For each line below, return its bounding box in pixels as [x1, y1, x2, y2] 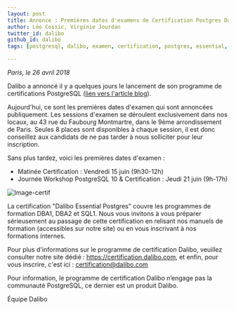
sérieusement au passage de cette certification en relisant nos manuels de [7, 217, 223, 225]
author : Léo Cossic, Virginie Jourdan [7, 23, 121, 30]
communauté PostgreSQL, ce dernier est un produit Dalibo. [7, 281, 179, 290]
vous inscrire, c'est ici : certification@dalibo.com [7, 260, 149, 269]
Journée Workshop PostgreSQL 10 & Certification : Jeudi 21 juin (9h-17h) [17, 175, 228, 183]
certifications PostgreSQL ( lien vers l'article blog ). [7, 89, 152, 97]
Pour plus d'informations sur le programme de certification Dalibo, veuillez [7, 245, 223, 253]
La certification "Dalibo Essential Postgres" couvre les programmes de [7, 202, 211, 210]
